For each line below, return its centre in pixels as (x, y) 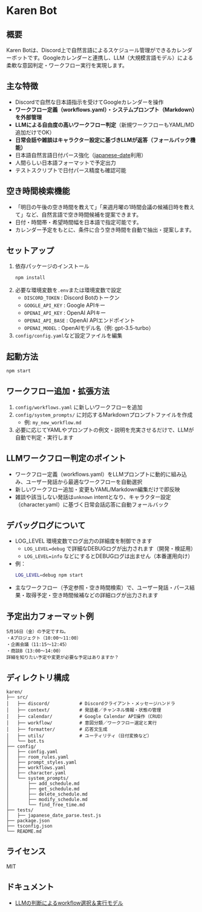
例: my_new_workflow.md (53, 422)
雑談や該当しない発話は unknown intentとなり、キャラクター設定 (93, 497)
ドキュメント (30, 887)
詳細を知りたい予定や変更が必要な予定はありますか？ (63, 658)
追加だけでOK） (35, 132)
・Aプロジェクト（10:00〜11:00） (44, 638)
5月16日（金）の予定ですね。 (37, 632)
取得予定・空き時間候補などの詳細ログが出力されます (92, 595)
